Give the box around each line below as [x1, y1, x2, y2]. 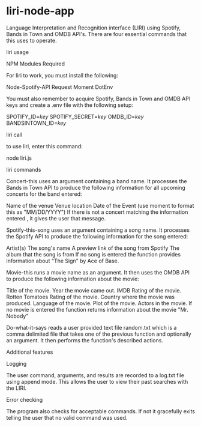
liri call [6, 131, 23, 138]
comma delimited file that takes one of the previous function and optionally [6, 330, 191, 338]
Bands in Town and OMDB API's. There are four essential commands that [6, 30, 187, 37]
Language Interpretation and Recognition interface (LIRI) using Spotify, [6, 24, 181, 31]
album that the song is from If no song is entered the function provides [6, 250, 181, 258]
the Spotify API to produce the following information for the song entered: [6, 232, 188, 240]
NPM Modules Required [6, 60, 65, 67]
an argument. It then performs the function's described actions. [6, 336, 164, 344]
